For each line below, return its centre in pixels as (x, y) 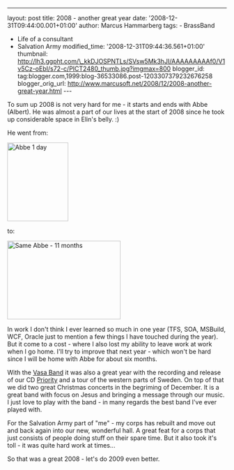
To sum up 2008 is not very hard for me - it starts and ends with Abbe (108, 104)
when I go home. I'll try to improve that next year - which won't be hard (109, 351)
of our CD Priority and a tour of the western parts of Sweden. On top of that (116, 380)
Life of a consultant (45, 39)
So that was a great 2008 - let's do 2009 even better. (84, 459)
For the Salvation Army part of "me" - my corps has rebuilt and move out (111, 423)
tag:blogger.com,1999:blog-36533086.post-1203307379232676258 (115, 76)
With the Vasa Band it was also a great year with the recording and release (114, 372)
